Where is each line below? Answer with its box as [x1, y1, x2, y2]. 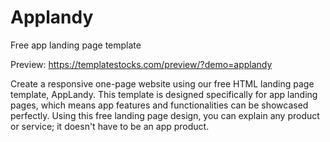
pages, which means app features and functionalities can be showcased [10, 99, 309, 111]
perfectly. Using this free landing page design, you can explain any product [10, 109, 320, 121]
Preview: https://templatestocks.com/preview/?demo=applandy [10, 58, 273, 70]
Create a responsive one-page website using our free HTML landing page [10, 77, 315, 90]
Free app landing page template [10, 39, 142, 51]
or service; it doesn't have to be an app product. [10, 120, 210, 132]
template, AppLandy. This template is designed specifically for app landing [10, 88, 318, 100]
